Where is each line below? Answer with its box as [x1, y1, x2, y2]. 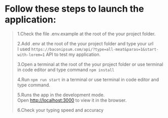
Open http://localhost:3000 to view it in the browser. [17, 97, 127, 103]
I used [17, 46, 30, 52]
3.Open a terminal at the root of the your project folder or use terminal [17, 61, 163, 67]
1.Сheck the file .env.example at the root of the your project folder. [17, 31, 156, 37]
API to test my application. [46, 51, 101, 57]
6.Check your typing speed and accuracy [17, 107, 104, 113]
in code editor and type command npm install [17, 67, 115, 73]
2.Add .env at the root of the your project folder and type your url [17, 40, 154, 46]
